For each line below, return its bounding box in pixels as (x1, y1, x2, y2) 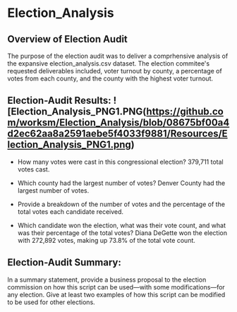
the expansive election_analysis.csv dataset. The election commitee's (7, 59, 210, 68)
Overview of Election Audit (7, 33, 128, 45)
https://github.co (146, 106, 224, 118)
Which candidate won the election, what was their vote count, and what (17, 221, 226, 229)
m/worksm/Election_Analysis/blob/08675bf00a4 (7, 116, 230, 128)
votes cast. (17, 164, 50, 174)
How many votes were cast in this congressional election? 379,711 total (17, 157, 224, 166)
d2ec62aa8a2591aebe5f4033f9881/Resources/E (7, 128, 228, 140)
